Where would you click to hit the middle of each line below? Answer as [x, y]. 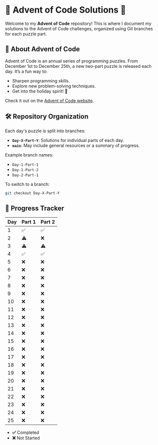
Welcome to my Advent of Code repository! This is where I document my [78, 23]
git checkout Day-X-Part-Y [32, 193]
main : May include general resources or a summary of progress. [76, 145]
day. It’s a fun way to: [26, 71]
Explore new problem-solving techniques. [54, 86]
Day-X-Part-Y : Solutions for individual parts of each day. [68, 140]
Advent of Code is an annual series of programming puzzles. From [71, 61]
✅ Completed [26, 433]
